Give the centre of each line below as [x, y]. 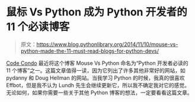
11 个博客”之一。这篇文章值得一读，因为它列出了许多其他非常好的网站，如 [96, 70]
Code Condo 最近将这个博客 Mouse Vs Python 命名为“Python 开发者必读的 [97, 63]
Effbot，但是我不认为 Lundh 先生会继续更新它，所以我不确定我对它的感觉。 [98, 85]
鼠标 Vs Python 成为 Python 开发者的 [97, 12]
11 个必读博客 [38, 27]
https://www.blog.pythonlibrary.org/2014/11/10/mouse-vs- [107, 44]
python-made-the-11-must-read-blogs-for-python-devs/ [89, 51]
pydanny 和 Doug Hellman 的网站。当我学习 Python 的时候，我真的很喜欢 [95, 78]
